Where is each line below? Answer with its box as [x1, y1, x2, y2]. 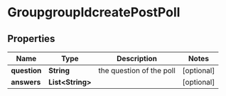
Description [117, 54, 158, 63]
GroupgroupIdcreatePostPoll [7, 4, 181, 21]
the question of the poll [98, 65, 176, 75]
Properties [7, 33, 55, 45]
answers [11, 78, 41, 87]
